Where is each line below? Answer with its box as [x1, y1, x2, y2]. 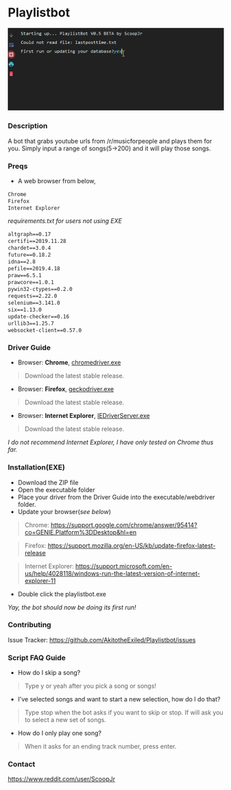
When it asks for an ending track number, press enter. [24, 743, 177, 751]
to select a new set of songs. [24, 716, 107, 724]
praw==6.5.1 [8, 272, 42, 279]
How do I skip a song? [17, 669, 81, 677]
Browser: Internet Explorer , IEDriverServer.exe [17, 412, 150, 420]
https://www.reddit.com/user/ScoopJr [8, 775, 116, 783]
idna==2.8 [8, 258, 36, 265]
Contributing [8, 620, 51, 629]
